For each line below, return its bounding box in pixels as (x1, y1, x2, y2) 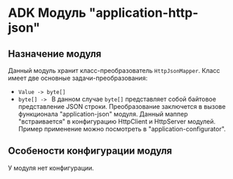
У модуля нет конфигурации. (8, 164, 94, 172)
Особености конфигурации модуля (8, 145, 173, 157)
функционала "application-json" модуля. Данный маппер (18, 110, 188, 118)
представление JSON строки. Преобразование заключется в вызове (18, 102, 226, 110)
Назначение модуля (8, 48, 102, 60)
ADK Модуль (8, 5, 86, 21)
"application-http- (88, 5, 199, 21)
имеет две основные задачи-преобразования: (8, 74, 148, 82)
